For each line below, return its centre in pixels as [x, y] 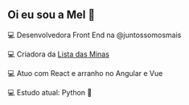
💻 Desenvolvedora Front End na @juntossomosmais [94, 35]
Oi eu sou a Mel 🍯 [51, 15]
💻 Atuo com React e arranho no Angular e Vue [85, 73]
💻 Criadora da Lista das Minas [59, 54]
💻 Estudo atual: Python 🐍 [50, 92]
